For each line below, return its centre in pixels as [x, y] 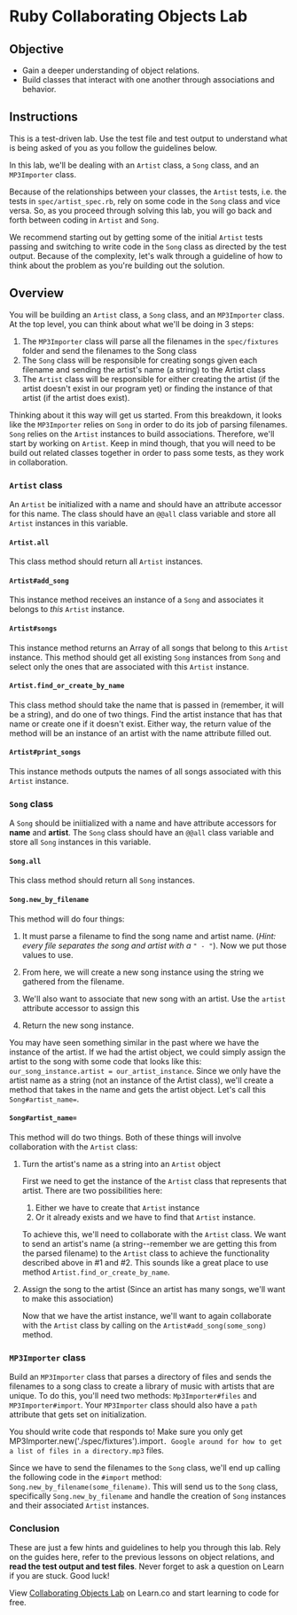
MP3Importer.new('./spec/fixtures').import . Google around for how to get [146, 1441]
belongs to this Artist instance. [67, 609]
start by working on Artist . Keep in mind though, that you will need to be [143, 443]
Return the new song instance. [78, 1025]
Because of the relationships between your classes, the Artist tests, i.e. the [148, 192]
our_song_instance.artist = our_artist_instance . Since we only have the [145, 1070]
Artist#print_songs [45, 753]
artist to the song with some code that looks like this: [106, 1061]
